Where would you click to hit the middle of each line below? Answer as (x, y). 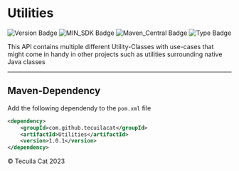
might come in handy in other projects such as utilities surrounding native (115, 54)
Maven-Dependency (54, 91)
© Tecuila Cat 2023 (36, 161)
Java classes (26, 61)
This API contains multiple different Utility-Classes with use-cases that (111, 46)
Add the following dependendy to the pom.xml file (79, 108)
